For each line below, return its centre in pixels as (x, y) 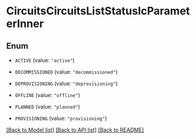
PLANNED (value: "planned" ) (47, 107)
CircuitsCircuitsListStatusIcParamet (98, 11)
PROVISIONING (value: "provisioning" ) (61, 118)
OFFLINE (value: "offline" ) (47, 95)
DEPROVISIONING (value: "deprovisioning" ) (66, 83)
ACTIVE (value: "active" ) (45, 60)
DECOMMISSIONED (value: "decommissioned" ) (66, 72)
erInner (25, 24)
